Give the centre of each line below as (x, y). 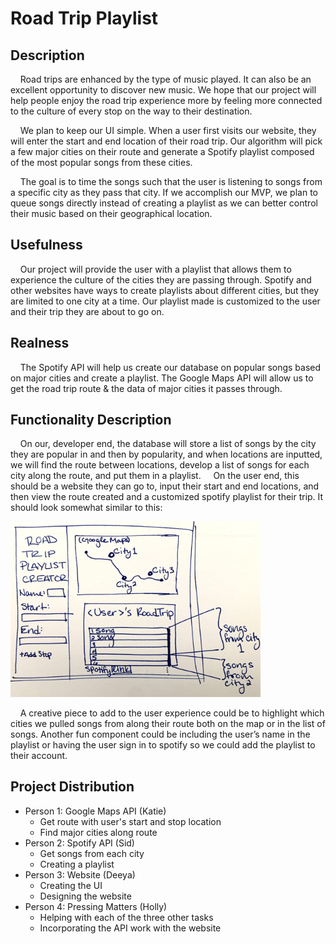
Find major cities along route (98, 832)
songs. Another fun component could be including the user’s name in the (160, 734)
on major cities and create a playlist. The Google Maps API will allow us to (162, 378)
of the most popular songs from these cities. (101, 162)
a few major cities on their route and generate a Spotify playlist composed (162, 151)
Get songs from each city (92, 853)
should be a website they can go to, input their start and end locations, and (165, 486)
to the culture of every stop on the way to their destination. (131, 111)
